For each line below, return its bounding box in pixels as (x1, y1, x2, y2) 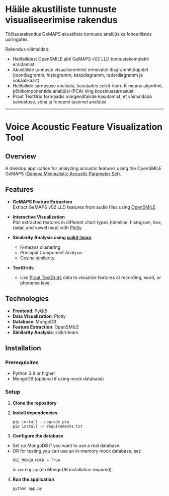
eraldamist (12, 61, 35, 67)
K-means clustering (20, 244, 61, 250)
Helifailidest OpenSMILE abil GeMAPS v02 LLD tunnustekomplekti (12, 56, 149, 62)
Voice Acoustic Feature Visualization (5, 121, 163, 133)
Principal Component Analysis (20, 249, 83, 255)
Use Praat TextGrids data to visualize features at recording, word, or (20, 274, 161, 281)
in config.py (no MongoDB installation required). (12, 466, 113, 472)
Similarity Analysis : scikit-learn (12, 329, 79, 335)
